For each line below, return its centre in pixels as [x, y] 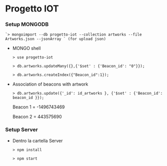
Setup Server [22, 129]
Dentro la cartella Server [37, 140]
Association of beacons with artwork [50, 84]
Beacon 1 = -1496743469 [38, 107]
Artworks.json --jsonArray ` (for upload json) [56, 39]
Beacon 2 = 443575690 [37, 117]
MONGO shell [26, 48]
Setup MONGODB [27, 24]
